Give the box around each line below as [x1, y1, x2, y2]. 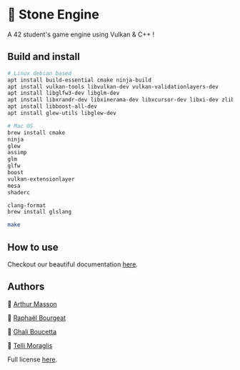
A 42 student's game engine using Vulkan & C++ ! [7, 30, 155, 39]
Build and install [7, 51, 80, 63]
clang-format [7, 201, 46, 209]
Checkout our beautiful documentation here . [7, 260, 138, 269]
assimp [7, 149, 27, 156]
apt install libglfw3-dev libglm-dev [7, 89, 120, 97]
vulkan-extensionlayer [7, 175, 75, 183]
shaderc [7, 189, 31, 196]
